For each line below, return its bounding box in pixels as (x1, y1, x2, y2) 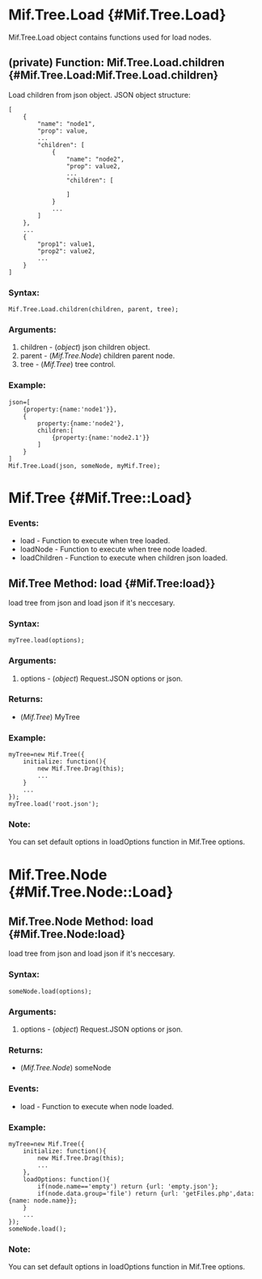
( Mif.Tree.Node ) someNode (19, 1063, 112, 1073)
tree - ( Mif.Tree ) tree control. (19, 360, 116, 369)
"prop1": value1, (37, 240, 95, 248)
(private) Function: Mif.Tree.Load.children (8, 56, 225, 70)
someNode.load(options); (8, 987, 92, 995)
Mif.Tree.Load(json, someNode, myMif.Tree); (8, 462, 161, 470)
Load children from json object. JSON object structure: (8, 90, 191, 99)
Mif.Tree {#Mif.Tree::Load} (8, 488, 192, 507)
